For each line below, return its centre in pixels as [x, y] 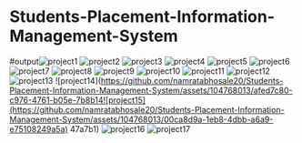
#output [24, 61]
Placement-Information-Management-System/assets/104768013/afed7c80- [151, 90]
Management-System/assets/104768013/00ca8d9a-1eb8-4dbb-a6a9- [141, 119]
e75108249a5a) [39, 128]
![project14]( [78, 80]
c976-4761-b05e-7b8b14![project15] [78, 100]
